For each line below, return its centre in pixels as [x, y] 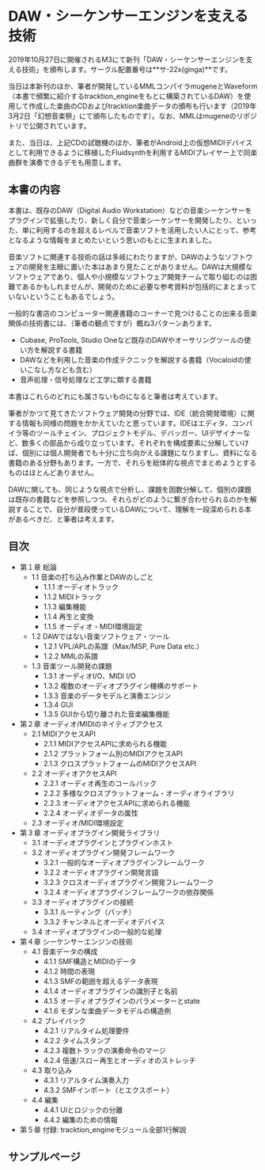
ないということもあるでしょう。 [67, 296]
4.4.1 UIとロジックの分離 [83, 1110]
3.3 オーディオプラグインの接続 [83, 902]
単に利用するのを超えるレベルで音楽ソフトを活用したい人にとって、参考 [139, 230]
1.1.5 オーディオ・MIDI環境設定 [93, 626]
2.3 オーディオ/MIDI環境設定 [78, 822]
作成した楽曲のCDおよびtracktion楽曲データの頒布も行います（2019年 [143, 106]
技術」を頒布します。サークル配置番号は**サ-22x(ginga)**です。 [127, 69]
